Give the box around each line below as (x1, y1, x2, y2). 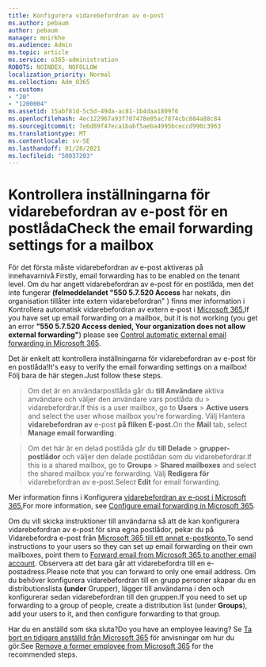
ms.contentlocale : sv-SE (8, 136, 90, 145)
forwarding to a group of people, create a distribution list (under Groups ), (8, 600, 248, 611)
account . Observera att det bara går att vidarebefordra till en (8, 558, 206, 568)
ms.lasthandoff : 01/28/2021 (8, 144, 101, 152)
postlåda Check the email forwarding (8, 220, 253, 238)
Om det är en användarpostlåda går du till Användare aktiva (27, 386, 224, 396)
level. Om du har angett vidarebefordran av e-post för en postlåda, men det (8, 279, 254, 289)
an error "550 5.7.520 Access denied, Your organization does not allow (8, 322, 246, 332)
